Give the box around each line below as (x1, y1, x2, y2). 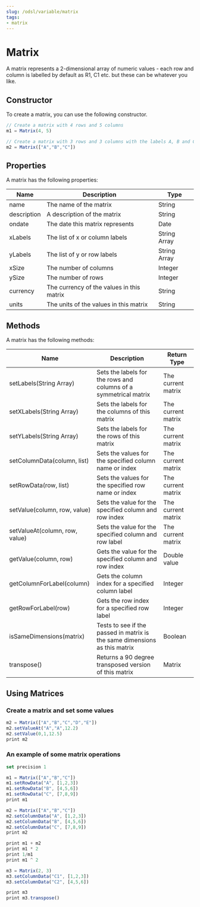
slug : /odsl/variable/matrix (6, 8, 79, 15)
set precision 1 (6, 763, 46, 770)
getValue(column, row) (9, 555, 73, 563)
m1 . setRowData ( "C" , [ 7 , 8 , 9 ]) (6, 791, 79, 797)
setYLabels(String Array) (9, 432, 79, 441)
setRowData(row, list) (9, 481, 70, 490)
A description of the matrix (46, 210, 121, 219)
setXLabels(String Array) (9, 407, 79, 416)
